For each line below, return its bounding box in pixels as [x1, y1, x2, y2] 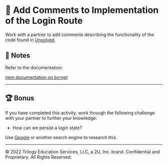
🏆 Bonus [5, 94, 34, 103]
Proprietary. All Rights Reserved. [5, 154, 72, 160]
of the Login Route [5, 15, 83, 26]
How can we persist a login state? [12, 125, 82, 131]
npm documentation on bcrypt [5, 74, 68, 80]
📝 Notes [5, 51, 30, 60]
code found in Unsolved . [5, 37, 56, 43]
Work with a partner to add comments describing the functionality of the [5, 31, 154, 37]
